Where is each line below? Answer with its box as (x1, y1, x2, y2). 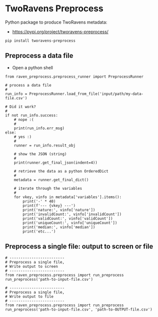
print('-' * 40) (23, 199, 56, 204)
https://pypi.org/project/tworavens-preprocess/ (12, 29, 109, 34)
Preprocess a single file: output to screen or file (5, 242, 154, 251)
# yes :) (14, 134, 32, 139)
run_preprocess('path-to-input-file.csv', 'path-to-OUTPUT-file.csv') (5, 307, 153, 312)
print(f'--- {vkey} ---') (23, 203, 76, 208)
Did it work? (9, 104, 36, 109)
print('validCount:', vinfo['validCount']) (23, 216, 113, 221)
